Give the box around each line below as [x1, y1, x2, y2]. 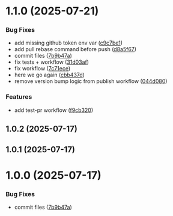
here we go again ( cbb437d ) [14, 71, 85, 79]
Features [5, 93, 32, 101]
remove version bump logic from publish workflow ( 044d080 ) [14, 78, 168, 85]
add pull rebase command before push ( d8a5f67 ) [14, 46, 136, 53]
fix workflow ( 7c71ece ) [14, 65, 71, 72]
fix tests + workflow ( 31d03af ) [14, 58, 90, 66]
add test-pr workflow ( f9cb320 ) [14, 106, 94, 114]
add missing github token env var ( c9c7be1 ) [14, 39, 123, 46]
